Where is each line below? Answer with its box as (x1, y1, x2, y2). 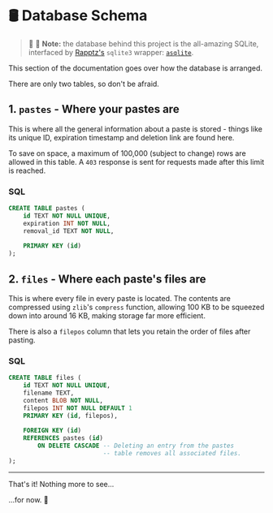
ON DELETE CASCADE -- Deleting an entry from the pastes (37, 442, 234, 450)
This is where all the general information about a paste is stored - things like (8, 123, 262, 134)
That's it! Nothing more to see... (8, 479, 115, 489)
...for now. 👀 (8, 494, 49, 504)
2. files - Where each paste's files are (8, 272, 206, 286)
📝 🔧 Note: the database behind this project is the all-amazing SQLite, (28, 38, 259, 49)
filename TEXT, (23, 389, 75, 398)
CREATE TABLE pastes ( (8, 205, 85, 213)
